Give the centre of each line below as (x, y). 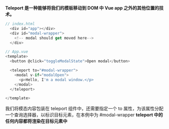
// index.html (20, 24)
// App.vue (17, 52)
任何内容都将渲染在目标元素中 (36, 121)
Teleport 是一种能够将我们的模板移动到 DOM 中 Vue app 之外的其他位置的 (82, 8)
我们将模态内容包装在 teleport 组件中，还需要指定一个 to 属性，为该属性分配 (84, 109)
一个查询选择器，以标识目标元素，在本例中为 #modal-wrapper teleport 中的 (84, 115)
